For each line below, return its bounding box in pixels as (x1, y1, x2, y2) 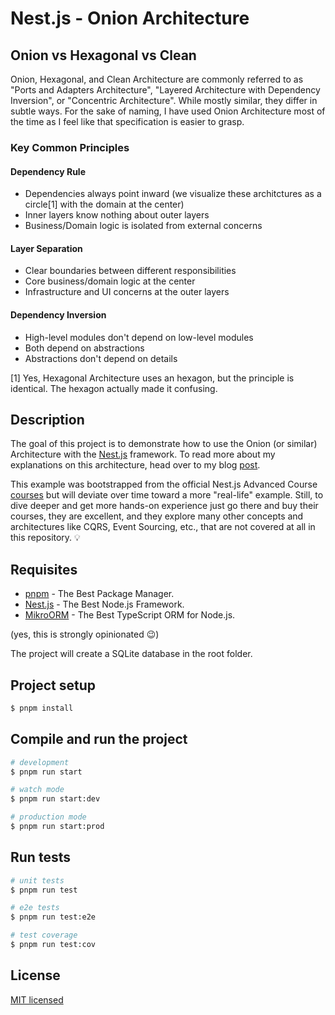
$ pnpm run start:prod (10, 822, 105, 832)
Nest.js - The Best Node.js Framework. (24, 598, 185, 611)
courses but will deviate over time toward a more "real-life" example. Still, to (10, 489, 324, 501)
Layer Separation (10, 242, 83, 254)
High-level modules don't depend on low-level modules (24, 331, 254, 343)
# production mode (10, 812, 87, 822)
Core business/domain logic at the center (24, 275, 196, 287)
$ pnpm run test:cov (10, 940, 97, 950)
